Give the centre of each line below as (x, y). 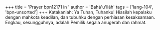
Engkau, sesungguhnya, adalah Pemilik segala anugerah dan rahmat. (76, 22)
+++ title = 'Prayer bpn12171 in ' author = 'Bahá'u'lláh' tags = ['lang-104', (79, 7)
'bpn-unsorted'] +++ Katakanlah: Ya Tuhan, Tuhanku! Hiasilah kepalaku (79, 12)
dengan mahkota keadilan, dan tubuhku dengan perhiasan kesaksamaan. (80, 17)
